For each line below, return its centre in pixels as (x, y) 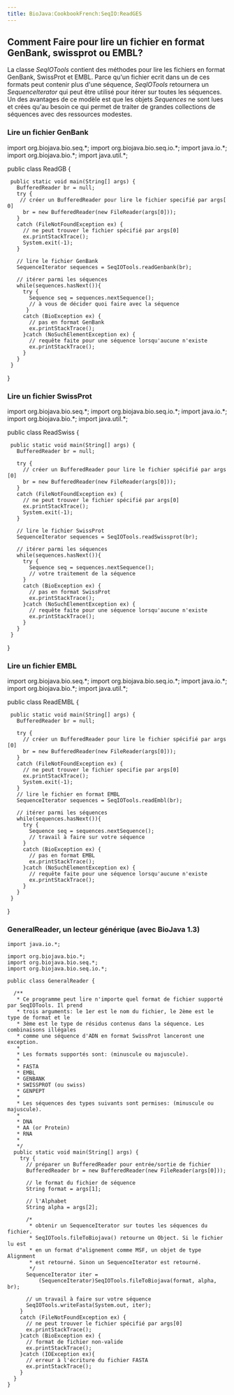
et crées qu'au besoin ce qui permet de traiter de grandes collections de (111, 107)
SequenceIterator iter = (62, 1274)
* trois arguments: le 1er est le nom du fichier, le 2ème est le (115, 1011)
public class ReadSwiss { (43, 432)
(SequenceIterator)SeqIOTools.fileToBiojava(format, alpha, (127, 1280)
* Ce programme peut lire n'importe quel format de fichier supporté (120, 999)
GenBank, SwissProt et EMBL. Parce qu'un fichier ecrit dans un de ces (109, 77)
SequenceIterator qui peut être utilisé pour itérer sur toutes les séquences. (115, 92)
